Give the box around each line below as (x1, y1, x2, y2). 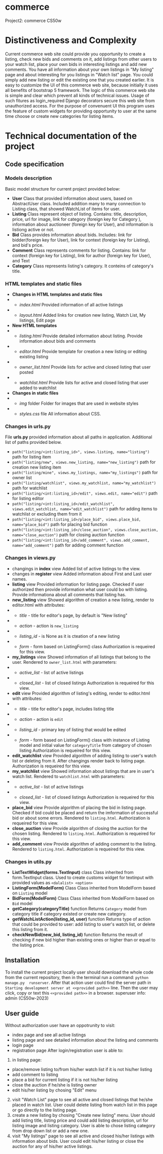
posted (19, 370, 34, 375)
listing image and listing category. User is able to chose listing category (12, 1122, 156, 1128)
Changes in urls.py (5, 423, 51, 430)
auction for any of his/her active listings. (12, 1143, 93, 1149)
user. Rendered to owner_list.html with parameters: (12, 659, 117, 665)
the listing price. (12, 942, 45, 948)
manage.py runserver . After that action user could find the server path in (5, 980, 151, 985)
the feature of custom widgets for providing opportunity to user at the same (5, 108, 157, 114)
